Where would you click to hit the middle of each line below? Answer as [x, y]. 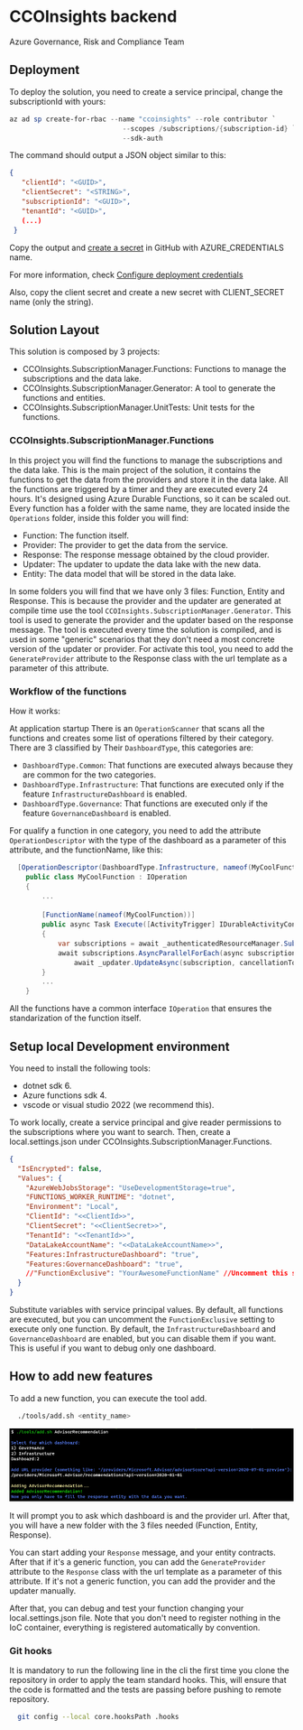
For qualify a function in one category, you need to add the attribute [135, 830]
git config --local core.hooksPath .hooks [98, 1716]
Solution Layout [55, 330]
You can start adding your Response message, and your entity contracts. [143, 1552]
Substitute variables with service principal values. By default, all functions [147, 1310]
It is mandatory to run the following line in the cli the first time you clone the [150, 1670]
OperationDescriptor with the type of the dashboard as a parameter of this [148, 840]
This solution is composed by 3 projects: [85, 352]
